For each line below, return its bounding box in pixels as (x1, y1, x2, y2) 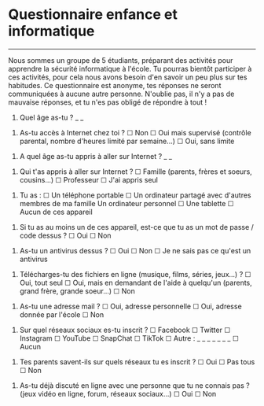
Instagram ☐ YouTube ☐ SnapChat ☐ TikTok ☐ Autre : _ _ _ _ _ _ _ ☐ (19, 333, 240, 343)
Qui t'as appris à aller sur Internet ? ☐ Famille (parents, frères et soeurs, (19, 167, 253, 176)
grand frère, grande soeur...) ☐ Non (19, 286, 135, 296)
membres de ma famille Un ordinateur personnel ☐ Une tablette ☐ (19, 198, 234, 208)
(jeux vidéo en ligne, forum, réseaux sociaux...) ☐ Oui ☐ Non (19, 389, 217, 398)
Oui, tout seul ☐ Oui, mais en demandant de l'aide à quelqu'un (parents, (19, 278, 253, 287)
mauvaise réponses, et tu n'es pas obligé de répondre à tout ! (8, 97, 207, 107)
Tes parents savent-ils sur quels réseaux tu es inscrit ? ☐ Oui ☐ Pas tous (19, 356, 255, 367)
